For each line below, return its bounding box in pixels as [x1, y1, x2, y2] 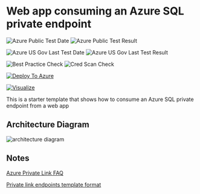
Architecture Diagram [6, 120, 89, 130]
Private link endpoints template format [6, 181, 102, 188]
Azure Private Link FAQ [6, 169, 63, 176]
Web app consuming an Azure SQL [6, 4, 184, 18]
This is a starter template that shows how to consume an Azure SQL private [6, 95, 195, 103]
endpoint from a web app [6, 102, 69, 109]
